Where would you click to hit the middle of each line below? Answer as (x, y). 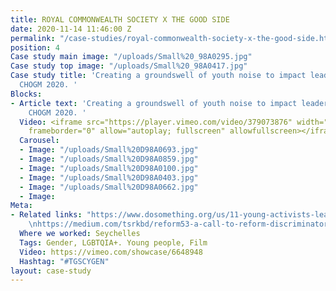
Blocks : (26, 94)
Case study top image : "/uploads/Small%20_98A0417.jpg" (129, 66)
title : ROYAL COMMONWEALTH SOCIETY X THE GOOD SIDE (120, 19)
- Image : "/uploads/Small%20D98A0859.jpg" (109, 159)
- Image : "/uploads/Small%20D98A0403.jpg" (109, 177)
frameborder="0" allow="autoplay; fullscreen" (127, 131)
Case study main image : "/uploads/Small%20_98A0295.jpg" (131, 57)
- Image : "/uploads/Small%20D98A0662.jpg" (109, 187)
